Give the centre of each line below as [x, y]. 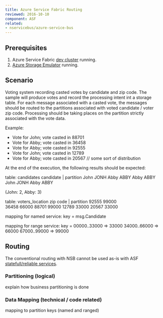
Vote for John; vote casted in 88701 [48, 137]
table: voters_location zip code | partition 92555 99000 [61, 202]
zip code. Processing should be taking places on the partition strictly [74, 113]
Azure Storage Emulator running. [45, 65]
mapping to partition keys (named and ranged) [52, 311]
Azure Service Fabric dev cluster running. [54, 59]
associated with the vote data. [36, 118]
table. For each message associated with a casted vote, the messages [76, 102]
